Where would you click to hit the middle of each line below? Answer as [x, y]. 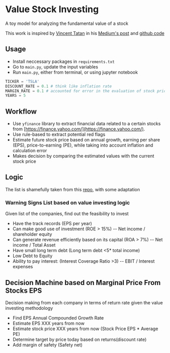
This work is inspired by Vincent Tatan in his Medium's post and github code [85, 33]
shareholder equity [32, 234]
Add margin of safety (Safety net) [47, 345]
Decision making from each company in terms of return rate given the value [84, 302]
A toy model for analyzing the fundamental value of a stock [67, 23]
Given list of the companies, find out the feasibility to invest [67, 214]
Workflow [21, 111]
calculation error [30, 151]
